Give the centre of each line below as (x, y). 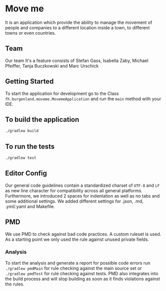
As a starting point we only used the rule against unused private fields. (77, 239)
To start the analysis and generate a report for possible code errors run (78, 263)
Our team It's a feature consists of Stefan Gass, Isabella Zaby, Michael (77, 61)
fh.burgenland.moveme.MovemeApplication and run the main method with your (83, 99)
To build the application (42, 119)
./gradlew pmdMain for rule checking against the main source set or (74, 268)
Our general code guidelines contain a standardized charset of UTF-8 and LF (83, 185)
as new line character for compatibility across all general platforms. (74, 190)
